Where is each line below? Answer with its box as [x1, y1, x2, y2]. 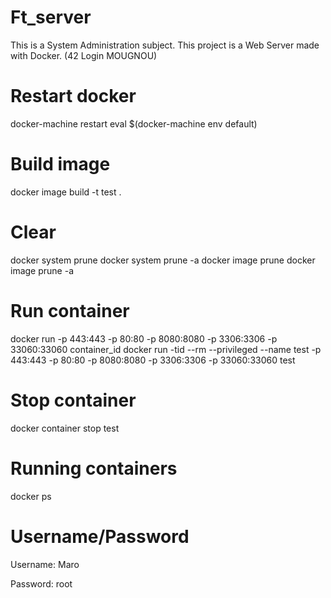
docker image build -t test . [10, 186, 122, 198]
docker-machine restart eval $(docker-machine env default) [10, 117, 258, 130]
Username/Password [10, 525, 190, 548]
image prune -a [10, 264, 74, 276]
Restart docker [10, 85, 137, 108]
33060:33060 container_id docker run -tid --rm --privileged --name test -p [10, 343, 322, 355]
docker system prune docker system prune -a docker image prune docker [10, 254, 316, 266]
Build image [10, 153, 111, 176]
